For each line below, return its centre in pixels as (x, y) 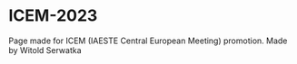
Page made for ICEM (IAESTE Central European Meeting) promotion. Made (148, 41)
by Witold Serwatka (45, 50)
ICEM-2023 (53, 16)
